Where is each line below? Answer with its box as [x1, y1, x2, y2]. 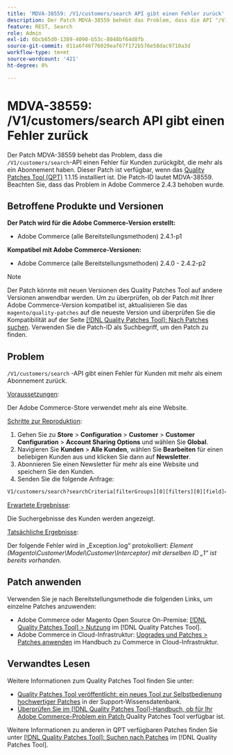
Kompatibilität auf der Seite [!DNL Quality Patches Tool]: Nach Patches [7, 316, 209, 324]
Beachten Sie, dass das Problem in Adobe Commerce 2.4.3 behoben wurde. [7, 180, 225, 189]
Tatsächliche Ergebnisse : [7, 528, 79, 537]
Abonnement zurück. [7, 376, 67, 385]
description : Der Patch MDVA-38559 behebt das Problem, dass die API [7, 17, 213, 24]
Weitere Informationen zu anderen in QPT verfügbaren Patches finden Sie [7, 725, 218, 734]
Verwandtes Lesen [7, 658, 90, 670]
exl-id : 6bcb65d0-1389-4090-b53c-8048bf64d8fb [7, 36, 144, 43]
